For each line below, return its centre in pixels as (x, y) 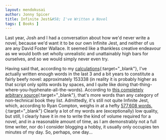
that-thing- (141, 85)
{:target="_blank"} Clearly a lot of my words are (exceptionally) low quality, (82, 111)
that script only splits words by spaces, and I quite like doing (67, 85)
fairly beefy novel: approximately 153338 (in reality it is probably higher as (81, 79)
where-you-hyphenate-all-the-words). (44, 90)
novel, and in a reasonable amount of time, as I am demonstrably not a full (81, 122)
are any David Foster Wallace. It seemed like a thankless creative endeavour (83, 48)
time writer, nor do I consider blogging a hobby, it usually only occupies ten (82, 127)
